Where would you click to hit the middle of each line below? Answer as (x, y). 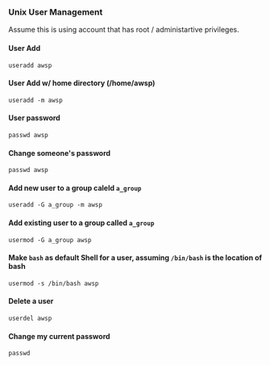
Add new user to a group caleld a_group (75, 187)
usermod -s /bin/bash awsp (54, 283)
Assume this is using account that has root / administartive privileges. (124, 30)
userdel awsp (30, 318)
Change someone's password (60, 153)
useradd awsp (30, 65)
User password (34, 118)
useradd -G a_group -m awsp (56, 205)
